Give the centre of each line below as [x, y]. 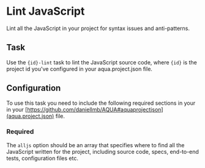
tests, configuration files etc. [42, 158]
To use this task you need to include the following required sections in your [101, 103]
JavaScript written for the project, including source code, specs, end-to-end [102, 151]
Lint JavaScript [46, 11]
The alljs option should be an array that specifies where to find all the [95, 145]
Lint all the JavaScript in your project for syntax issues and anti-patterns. [98, 28]
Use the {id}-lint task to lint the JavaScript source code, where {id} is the [102, 62]
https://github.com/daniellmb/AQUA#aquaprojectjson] [95, 109]
